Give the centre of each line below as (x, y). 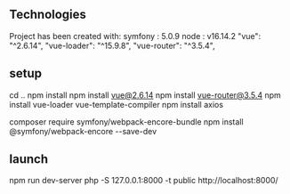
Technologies (48, 15)
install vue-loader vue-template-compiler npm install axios (117, 104)
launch (29, 159)
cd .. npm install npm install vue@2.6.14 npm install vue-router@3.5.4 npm (145, 95)
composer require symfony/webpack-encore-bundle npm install (126, 121)
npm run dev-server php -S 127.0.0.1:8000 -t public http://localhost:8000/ (144, 181)
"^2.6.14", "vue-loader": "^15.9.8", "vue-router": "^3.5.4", (112, 45)
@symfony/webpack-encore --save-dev (83, 131)
